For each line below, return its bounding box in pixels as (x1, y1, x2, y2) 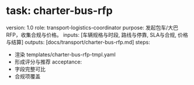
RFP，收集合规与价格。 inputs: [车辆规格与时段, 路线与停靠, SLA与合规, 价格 (6, 31, 189, 38)
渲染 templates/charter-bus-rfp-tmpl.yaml (14, 51, 116, 58)
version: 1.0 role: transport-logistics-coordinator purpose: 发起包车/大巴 (6, 24, 178, 31)
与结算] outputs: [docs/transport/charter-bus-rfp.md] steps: (6, 38, 150, 45)
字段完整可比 (14, 65, 46, 72)
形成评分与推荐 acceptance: (14, 58, 82, 65)
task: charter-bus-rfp (6, 4, 113, 17)
